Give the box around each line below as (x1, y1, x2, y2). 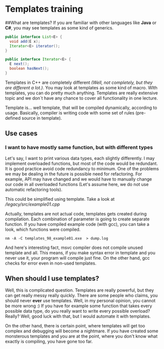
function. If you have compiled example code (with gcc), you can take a (5, 221, 149, 227)
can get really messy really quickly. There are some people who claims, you (5, 293, 158, 298)
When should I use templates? (5, 274, 99, 283)
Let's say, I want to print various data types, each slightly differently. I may (5, 155, 155, 161)
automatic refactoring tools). (5, 187, 63, 192)
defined (5, 115, 21, 121)
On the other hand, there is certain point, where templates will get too (5, 323, 145, 329)
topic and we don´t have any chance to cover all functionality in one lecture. (5, 95, 158, 101)
